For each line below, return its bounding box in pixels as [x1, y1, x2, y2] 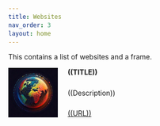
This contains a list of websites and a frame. [8, 52, 153, 62]
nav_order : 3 [8, 21, 51, 29]
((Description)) [67, 88, 116, 97]
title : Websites [8, 13, 62, 21]
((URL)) [67, 109, 92, 118]
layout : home [8, 29, 51, 37]
